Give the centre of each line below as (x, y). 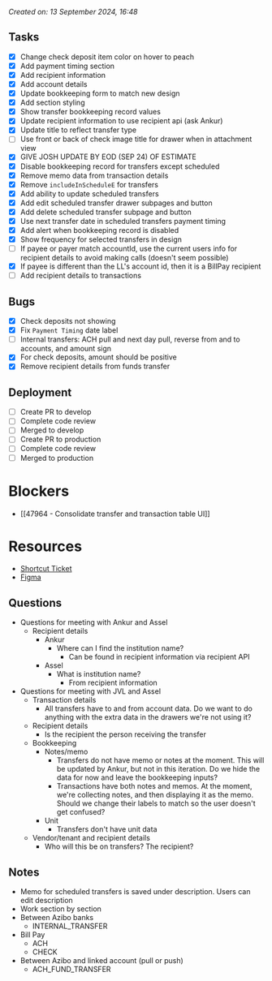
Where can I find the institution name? (120, 648)
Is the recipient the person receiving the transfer (125, 734)
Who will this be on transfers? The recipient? (119, 846)
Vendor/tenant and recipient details (91, 838)
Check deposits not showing (68, 321)
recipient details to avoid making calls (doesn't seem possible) (124, 258)
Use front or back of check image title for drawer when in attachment (136, 139)
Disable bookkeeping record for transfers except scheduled (120, 166)
